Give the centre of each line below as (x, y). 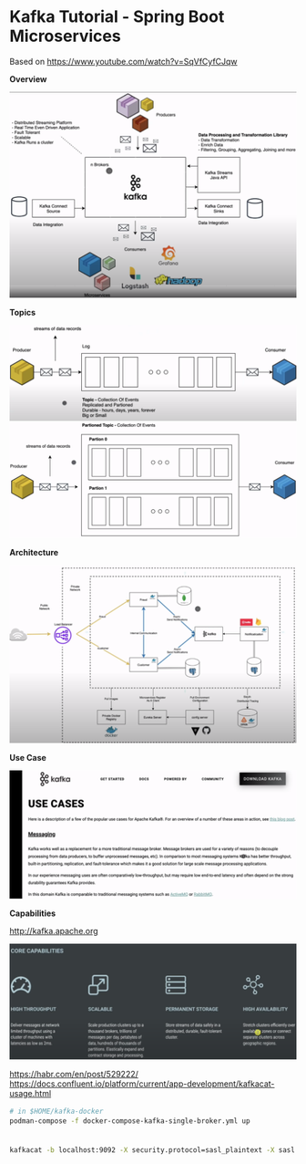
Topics (23, 312)
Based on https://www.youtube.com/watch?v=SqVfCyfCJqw (124, 61)
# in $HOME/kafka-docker (56, 1112)
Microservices (65, 36)
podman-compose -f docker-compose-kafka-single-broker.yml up (130, 1121)
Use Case (28, 758)
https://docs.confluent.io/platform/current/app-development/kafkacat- (142, 1084)
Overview (28, 78)
